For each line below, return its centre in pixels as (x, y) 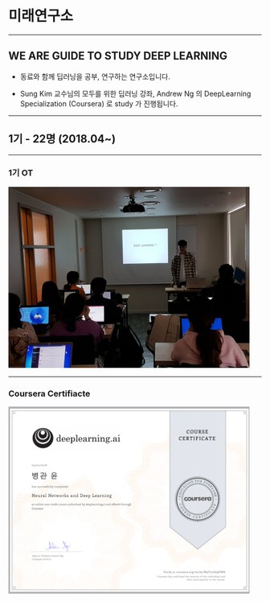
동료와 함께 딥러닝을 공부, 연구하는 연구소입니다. (95, 76)
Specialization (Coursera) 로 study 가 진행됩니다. (99, 103)
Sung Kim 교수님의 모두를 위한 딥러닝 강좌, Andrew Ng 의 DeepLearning (135, 93)
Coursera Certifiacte (49, 393)
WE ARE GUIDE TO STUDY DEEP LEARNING (118, 56)
